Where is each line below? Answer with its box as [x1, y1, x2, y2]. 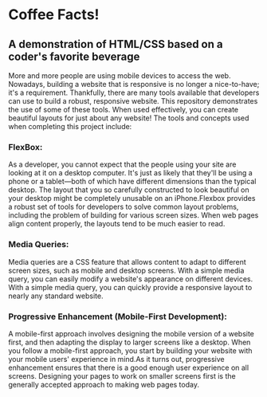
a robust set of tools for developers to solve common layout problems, [8, 202, 239, 212]
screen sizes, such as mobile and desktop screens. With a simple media [8, 265, 245, 275]
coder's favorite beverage [8, 49, 140, 63]
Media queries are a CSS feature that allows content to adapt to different [8, 257, 247, 266]
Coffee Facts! [8, 6, 100, 24]
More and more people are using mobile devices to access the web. [8, 71, 231, 81]
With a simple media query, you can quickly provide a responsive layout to [8, 282, 253, 292]
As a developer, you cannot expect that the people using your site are [8, 159, 237, 169]
